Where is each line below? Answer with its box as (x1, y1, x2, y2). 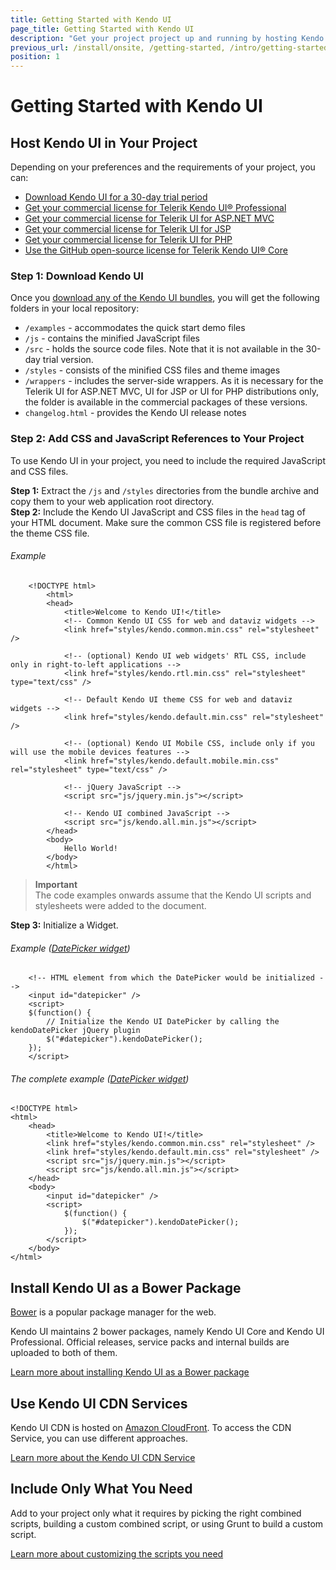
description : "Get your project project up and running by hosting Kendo (10, 33, 325, 43)
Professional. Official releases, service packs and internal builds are (10, 1336, 290, 1348)
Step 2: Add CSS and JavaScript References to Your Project (10, 432, 305, 446)
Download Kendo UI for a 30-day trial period (24, 191, 208, 203)
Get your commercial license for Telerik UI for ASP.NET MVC (24, 212, 275, 225)
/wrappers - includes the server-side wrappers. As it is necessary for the (24, 375, 324, 387)
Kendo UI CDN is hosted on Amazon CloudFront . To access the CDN (10, 1421, 292, 1433)
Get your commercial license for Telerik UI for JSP (24, 223, 232, 235)
